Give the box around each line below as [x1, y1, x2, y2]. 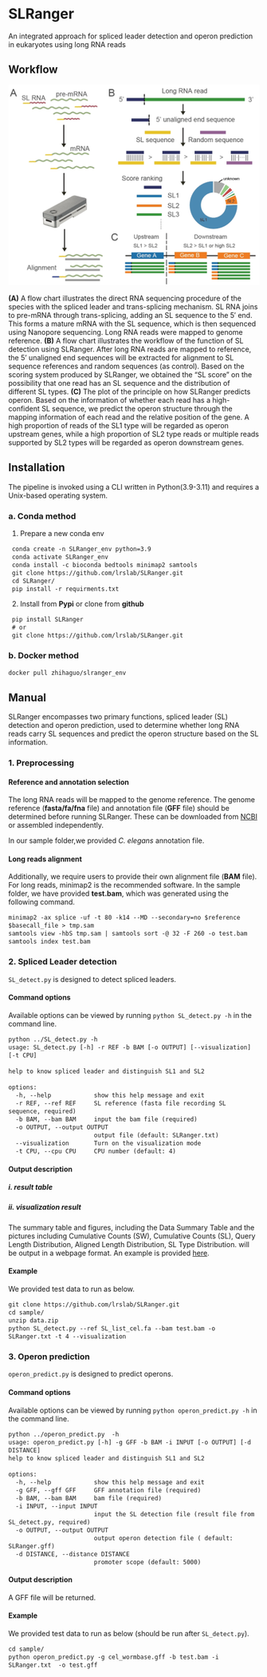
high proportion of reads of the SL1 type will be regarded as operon [8, 420, 230, 430]
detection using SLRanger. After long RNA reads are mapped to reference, [8, 344, 252, 354]
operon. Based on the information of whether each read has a [8, 395, 211, 404]
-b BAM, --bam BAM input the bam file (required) [15, 1115, 198, 1123]
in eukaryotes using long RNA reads [8, 39, 126, 49]
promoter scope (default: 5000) [93, 1558, 202, 1566]
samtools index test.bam [8, 938, 91, 946]
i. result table [8, 1182, 53, 1192]
